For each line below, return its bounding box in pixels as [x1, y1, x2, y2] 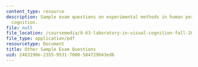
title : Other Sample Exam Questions [6, 47, 96, 52]
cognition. [11, 19, 38, 25]
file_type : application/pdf [6, 36, 75, 41]
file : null [6, 24, 33, 31]
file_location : [6, 30, 44, 36]
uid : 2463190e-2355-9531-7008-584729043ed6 [6, 52, 115, 58]
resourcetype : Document [6, 41, 65, 47]
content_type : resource [6, 8, 65, 15]
